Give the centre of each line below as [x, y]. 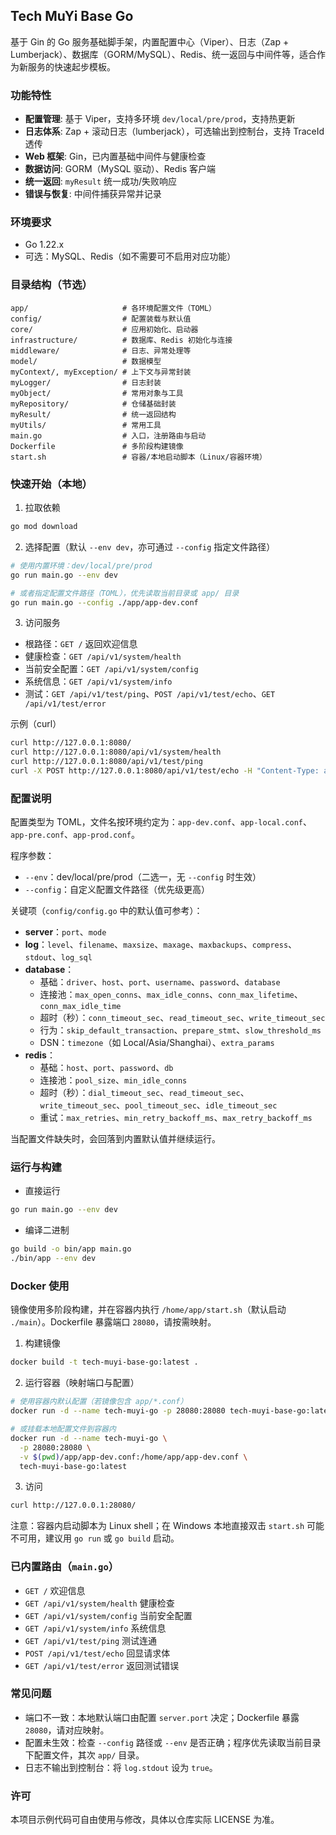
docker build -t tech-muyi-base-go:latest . [104, 1362]
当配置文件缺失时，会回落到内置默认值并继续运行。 [115, 1139]
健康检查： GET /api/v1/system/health [103, 656]
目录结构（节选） [51, 285]
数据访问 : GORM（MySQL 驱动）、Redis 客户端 [120, 169]
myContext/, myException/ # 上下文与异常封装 [101, 372]
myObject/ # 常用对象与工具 [97, 393]
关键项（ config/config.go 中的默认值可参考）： [106, 911]
